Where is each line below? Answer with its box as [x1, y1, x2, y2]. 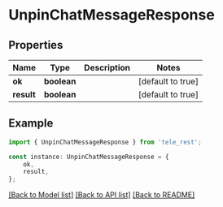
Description [84, 63, 131, 73]
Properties [8, 38, 63, 52]
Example [8, 116, 54, 131]
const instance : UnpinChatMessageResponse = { [8, 153, 169, 161]
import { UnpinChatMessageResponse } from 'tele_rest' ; [8, 138, 202, 146]
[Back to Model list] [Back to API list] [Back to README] [8, 190, 195, 200]
